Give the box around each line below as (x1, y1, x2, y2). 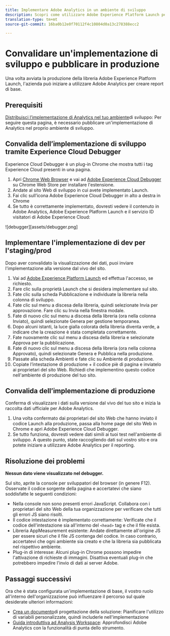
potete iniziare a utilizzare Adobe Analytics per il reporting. (12, 442, 135, 448)
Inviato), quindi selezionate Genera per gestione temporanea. (12, 318, 141, 324)
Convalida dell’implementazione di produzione (5, 387, 155, 395)
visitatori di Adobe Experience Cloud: (12, 214, 91, 220)
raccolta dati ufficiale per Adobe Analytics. (5, 405, 95, 411)
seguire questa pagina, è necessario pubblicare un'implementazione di (5, 120, 153, 126)
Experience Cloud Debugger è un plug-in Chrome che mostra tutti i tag (5, 161, 153, 167)
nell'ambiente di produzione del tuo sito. (12, 372, 97, 378)
